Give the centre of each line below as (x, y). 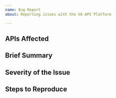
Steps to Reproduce (36, 89)
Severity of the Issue (38, 72)
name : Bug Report (23, 10)
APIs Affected (27, 38)
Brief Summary (29, 56)
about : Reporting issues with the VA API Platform (58, 14)
